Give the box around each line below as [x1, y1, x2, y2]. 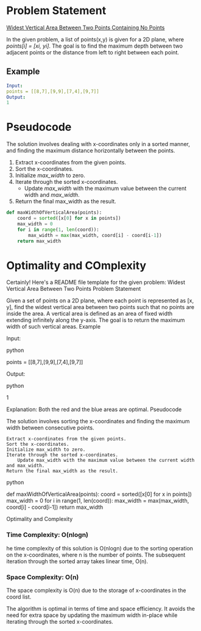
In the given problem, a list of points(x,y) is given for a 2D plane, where [6, 35, 185, 43]
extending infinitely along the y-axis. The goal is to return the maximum [6, 316, 185, 324]
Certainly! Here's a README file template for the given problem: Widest [6, 279, 186, 286]
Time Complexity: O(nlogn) [6, 531, 88, 539]
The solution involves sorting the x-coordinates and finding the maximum [6, 418, 190, 425]
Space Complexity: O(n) [6, 572, 79, 581]
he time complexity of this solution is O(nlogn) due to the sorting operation [6, 544, 194, 552]
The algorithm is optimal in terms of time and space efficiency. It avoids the [6, 605, 196, 612]
